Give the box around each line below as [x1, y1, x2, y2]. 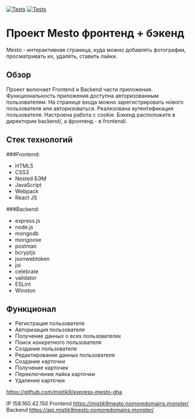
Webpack [14, 187, 39, 195]
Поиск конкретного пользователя [14, 339, 102, 346]
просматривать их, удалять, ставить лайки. [6, 53, 118, 60]
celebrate [14, 267, 39, 275]
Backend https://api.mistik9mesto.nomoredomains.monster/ [6, 406, 154, 414]
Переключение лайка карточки [14, 371, 96, 378]
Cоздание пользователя [14, 345, 77, 352]
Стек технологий [6, 135, 73, 145]
